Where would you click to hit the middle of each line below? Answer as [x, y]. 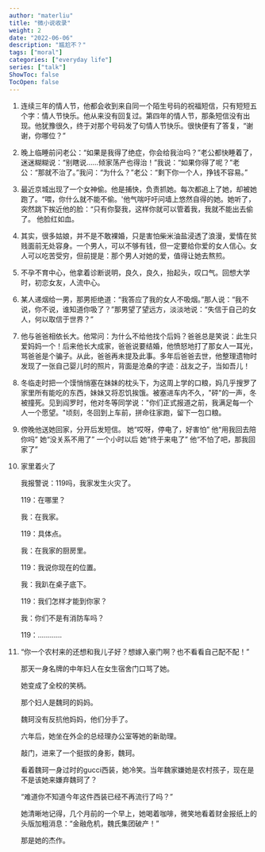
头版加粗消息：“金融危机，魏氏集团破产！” [90, 823]
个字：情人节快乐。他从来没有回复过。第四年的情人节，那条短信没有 [132, 115]
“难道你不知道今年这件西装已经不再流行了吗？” [97, 796]
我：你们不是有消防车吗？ [62, 618]
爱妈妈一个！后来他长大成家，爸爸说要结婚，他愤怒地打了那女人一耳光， [138, 345]
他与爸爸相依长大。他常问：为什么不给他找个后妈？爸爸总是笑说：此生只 [138, 336]
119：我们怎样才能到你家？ [64, 601]
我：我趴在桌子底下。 [55, 584]
